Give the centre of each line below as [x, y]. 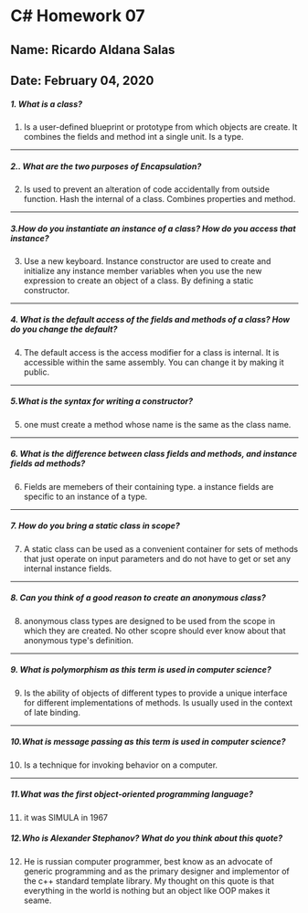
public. [37, 372]
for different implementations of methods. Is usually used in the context [158, 702]
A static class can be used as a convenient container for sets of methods [161, 548]
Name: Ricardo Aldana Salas [93, 50]
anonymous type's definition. [78, 640]
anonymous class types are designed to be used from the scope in [149, 621]
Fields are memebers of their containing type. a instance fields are [149, 486]
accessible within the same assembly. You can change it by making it [154, 362]
